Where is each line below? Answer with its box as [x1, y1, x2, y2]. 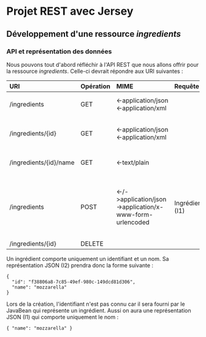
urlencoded [116, 218, 150, 226]
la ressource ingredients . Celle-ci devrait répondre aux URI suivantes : [6, 67, 183, 75]
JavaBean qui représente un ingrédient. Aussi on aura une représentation [6, 306, 191, 314]
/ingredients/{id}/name [9, 158, 75, 167]
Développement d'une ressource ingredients [6, 29, 181, 39]
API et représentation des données [6, 47, 112, 56]
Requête [174, 81, 199, 90]
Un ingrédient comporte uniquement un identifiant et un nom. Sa [6, 255, 169, 262]
